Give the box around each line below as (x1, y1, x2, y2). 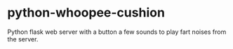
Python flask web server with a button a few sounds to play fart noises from (7, 28, 227, 36)
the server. (7, 35, 39, 43)
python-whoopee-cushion (7, 5, 165, 21)
